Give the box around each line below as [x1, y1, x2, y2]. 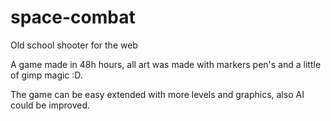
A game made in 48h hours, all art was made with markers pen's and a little [10, 58, 322, 70]
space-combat [10, 6, 136, 29]
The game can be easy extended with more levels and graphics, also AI [10, 88, 305, 100]
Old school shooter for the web [10, 39, 138, 51]
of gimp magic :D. [10, 69, 83, 81]
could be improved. [10, 99, 90, 111]
